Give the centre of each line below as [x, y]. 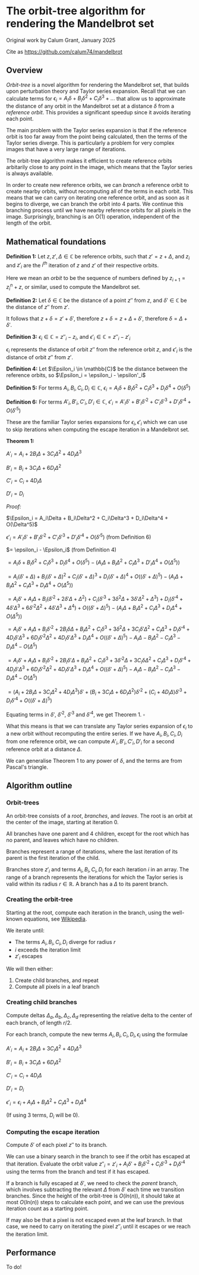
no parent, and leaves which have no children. [62, 840]
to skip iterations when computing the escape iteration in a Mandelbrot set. [98, 429]
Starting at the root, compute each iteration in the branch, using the [89, 912]
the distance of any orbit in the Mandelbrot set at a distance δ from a [90, 106]
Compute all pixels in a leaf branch [57, 987]
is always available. [30, 173]
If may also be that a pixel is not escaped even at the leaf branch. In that [94, 1220]
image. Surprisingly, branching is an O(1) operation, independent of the [93, 217]
